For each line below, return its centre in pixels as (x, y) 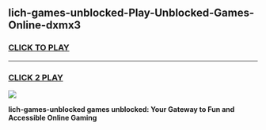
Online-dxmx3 (45, 26)
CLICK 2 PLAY (36, 77)
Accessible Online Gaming (53, 117)
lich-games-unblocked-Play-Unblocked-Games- (131, 13)
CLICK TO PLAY (39, 48)
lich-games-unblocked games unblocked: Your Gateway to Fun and (122, 109)
